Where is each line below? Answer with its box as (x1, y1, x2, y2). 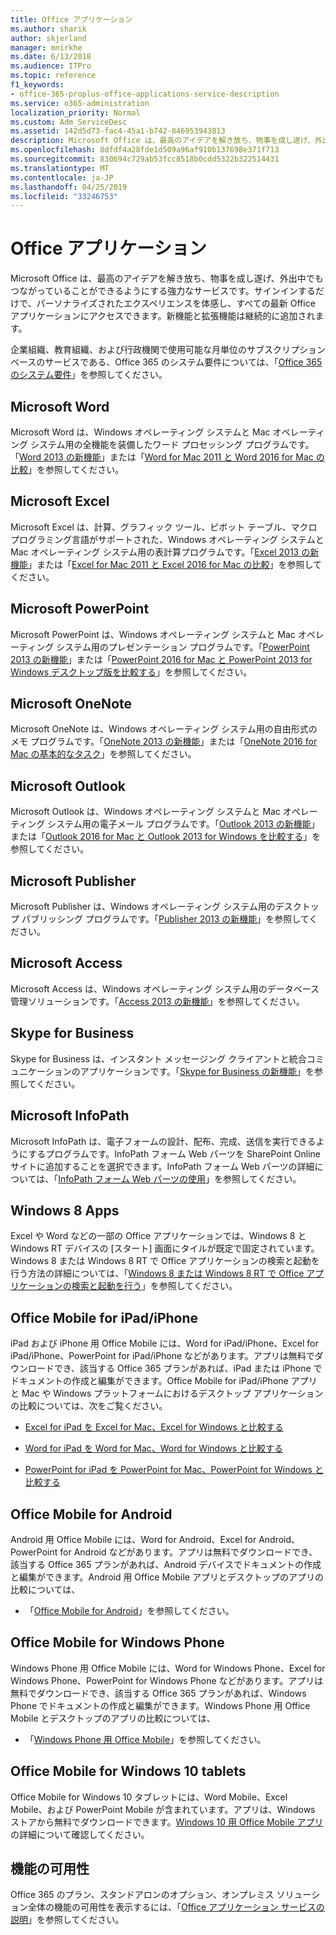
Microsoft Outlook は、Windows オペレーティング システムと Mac (10, 806, 281, 818)
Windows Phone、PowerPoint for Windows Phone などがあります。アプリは (10, 1674, 324, 1686)
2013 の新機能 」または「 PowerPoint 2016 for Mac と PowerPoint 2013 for (10, 653, 313, 665)
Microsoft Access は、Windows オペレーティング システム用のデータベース (10, 982, 320, 995)
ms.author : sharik (10, 24, 87, 34)
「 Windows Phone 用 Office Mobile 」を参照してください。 (24, 1733, 267, 1745)
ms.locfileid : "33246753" (10, 191, 118, 201)
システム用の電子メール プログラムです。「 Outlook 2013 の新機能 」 (47, 818, 320, 830)
